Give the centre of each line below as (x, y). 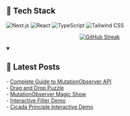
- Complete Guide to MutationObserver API (59, 81)
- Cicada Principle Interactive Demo (50, 106)
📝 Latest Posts (33, 67)
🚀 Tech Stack (31, 11)
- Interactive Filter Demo (36, 100)
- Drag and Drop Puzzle (35, 87)
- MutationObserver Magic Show (46, 94)
